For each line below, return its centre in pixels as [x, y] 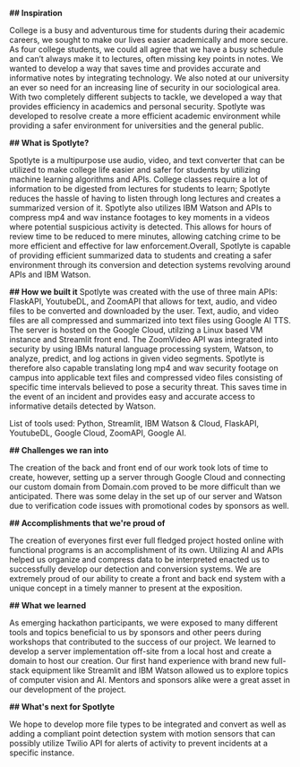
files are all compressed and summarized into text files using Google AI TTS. [150, 320]
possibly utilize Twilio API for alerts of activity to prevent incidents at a [139, 743]
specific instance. [42, 753]
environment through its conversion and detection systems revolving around [150, 265]
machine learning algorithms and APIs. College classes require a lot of [139, 179]
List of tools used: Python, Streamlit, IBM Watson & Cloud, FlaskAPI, [134, 423]
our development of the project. [68, 689]
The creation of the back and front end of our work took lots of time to [139, 468]
